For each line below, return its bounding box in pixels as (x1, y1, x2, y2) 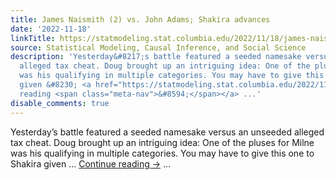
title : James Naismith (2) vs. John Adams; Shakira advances (10, 14, 271, 25)
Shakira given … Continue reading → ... (10, 157, 172, 170)
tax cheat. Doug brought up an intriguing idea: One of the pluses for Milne (10, 136, 315, 148)
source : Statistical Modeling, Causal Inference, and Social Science (10, 42, 307, 53)
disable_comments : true (10, 98, 110, 108)
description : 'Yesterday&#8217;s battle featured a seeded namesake (10, 52, 302, 62)
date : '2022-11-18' (10, 24, 92, 34)
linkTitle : (10, 33, 56, 43)
